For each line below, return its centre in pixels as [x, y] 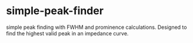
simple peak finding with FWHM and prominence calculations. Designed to [96, 27]
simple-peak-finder [55, 11]
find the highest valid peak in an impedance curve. [67, 33]
